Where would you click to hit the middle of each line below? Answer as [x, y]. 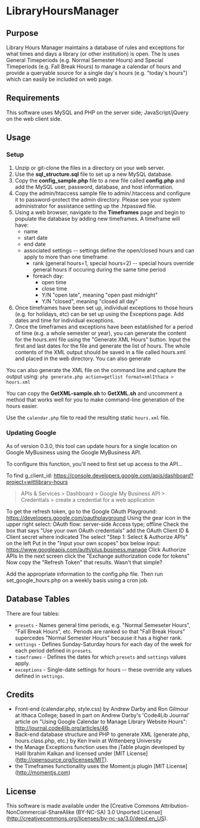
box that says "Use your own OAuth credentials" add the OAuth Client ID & [98, 530]
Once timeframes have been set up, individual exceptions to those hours [104, 308]
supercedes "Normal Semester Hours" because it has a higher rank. [99, 638]
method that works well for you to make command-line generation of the [96, 400]
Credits [20, 695]
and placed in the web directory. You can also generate [83, 358]
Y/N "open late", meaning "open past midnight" [100, 295]
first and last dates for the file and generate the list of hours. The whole [102, 346]
